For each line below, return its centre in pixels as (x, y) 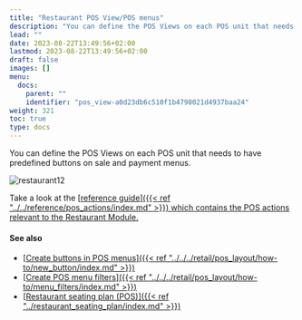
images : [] (30, 69)
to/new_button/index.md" (70, 267)
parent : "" (46, 93)
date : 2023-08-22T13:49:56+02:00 (73, 43)
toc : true (28, 119)
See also (26, 238)
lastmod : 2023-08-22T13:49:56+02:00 (78, 52)
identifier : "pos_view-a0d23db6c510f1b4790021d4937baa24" (137, 102)
